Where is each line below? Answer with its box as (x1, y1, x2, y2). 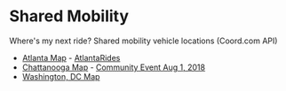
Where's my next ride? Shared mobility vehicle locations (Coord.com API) (9, 35, 278, 46)
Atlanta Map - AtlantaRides (21, 52, 121, 63)
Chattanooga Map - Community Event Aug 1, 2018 (21, 62, 206, 72)
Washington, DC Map (21, 71, 100, 81)
